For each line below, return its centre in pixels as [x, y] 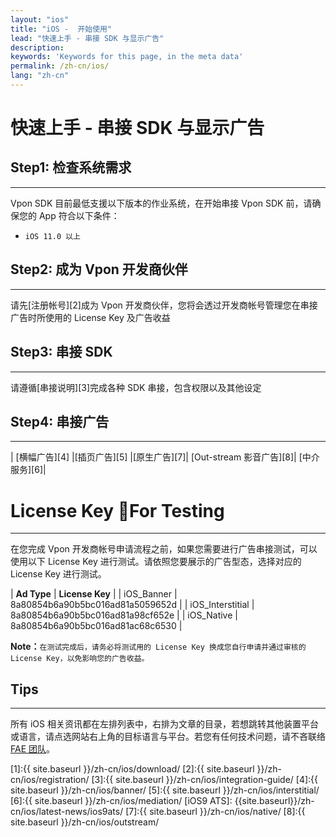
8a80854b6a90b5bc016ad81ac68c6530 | [96, 626]
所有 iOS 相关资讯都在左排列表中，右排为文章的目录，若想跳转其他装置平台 [164, 724]
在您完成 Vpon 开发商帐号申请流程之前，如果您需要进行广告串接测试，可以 [164, 549]
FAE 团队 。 [33, 749]
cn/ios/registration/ [50, 780]
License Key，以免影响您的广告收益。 [80, 659]
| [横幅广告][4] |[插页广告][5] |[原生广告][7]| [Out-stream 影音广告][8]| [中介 [165, 457]
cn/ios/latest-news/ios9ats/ [67, 812]
